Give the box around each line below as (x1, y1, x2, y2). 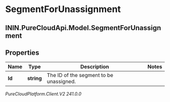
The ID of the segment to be (47, 72, 114, 79)
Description (80, 63, 109, 70)
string (27, 75, 42, 82)
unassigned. (47, 78, 76, 85)
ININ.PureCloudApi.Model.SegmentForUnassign (5, 24, 161, 32)
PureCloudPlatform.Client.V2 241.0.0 (5, 91, 82, 97)
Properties (5, 48, 39, 57)
